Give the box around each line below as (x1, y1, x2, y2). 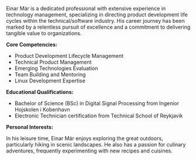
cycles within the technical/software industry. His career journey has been (6, 18, 185, 24)
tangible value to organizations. (6, 30, 82, 37)
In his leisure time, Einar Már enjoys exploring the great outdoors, (6, 135, 163, 142)
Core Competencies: (6, 41, 57, 48)
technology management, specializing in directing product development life (6, 11, 188, 18)
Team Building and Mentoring (14, 71, 86, 78)
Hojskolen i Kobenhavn (14, 106, 70, 113)
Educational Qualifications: (6, 89, 74, 95)
